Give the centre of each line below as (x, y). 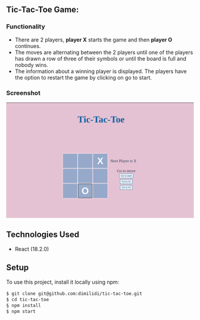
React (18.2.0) (32, 249)
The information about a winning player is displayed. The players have (101, 71)
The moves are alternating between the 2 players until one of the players (104, 52)
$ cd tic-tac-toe (28, 299)
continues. (28, 46)
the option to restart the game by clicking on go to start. (83, 77)
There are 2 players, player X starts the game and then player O (93, 39)
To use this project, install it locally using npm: (63, 282)
